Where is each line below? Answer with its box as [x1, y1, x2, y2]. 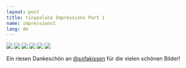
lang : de [6, 25, 29, 32]
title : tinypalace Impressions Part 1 [6, 15, 105, 21]
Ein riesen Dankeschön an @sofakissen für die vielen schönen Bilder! [6, 55, 181, 63]
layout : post [6, 8, 40, 15]
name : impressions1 [6, 20, 56, 26]
